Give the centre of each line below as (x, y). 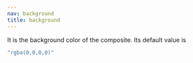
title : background (34, 20)
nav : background (31, 13)
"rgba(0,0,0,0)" (31, 53)
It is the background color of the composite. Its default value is (96, 39)
